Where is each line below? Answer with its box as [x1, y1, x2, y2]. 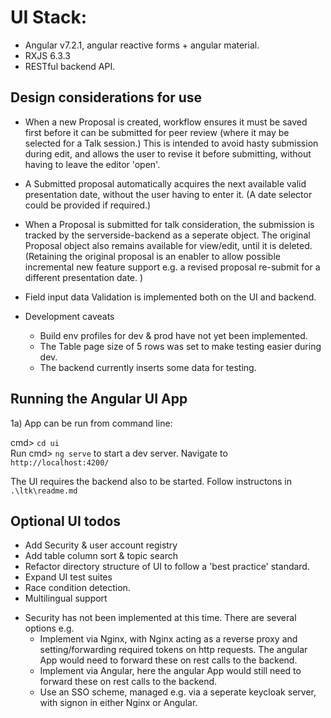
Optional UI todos [10, 512, 122, 530]
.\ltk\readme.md [10, 486, 78, 496]
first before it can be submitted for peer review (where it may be [24, 126, 290, 138]
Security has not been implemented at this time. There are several [24, 612, 297, 624]
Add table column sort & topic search [24, 550, 178, 562]
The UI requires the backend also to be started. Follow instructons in [10, 475, 292, 487]
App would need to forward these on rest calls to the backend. [39, 654, 298, 666]
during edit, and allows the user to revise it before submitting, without [24, 147, 312, 160]
